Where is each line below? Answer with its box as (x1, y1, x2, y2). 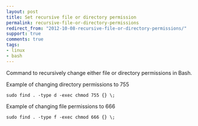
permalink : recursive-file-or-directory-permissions (6, 20, 139, 26)
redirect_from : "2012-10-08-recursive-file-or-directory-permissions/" (6, 25, 187, 31)
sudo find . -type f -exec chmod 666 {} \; (6, 114, 116, 120)
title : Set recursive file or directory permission (6, 14, 136, 20)
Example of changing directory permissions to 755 (6, 81, 129, 88)
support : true (6, 31, 41, 37)
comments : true (6, 36, 44, 42)
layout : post (6, 8, 39, 15)
